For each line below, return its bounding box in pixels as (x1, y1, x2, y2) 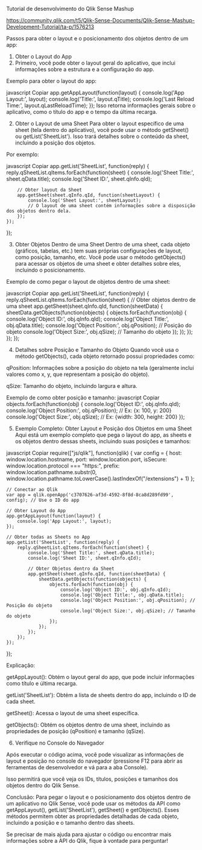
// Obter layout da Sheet (17, 187, 83, 193)
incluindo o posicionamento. (14, 266, 86, 273)
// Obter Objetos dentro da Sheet (28, 566, 115, 572)
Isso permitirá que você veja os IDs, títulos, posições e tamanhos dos (6, 775, 178, 783)
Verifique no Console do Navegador (14, 739, 104, 746)
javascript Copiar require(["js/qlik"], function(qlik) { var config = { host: (6, 449, 182, 457)
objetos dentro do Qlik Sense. (6, 782, 80, 789)
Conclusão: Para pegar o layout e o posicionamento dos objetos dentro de (6, 793, 191, 801)
